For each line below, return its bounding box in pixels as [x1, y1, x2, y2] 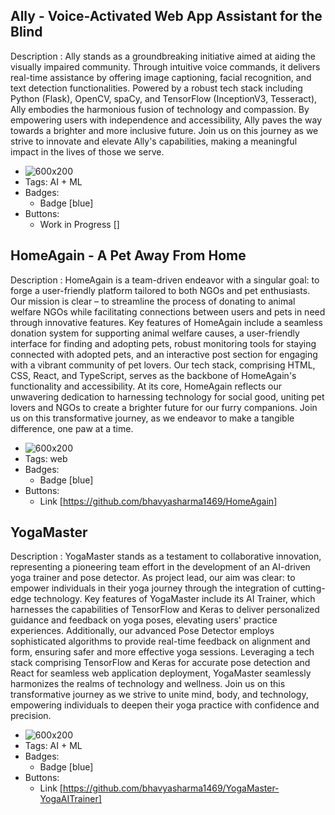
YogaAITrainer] [39, 793, 102, 805]
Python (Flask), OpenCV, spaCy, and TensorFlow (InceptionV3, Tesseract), [10, 92, 318, 104]
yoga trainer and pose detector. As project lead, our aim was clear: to [10, 572, 296, 584]
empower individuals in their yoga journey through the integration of [10, 582, 291, 594]
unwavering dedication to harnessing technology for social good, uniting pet [10, 390, 325, 403]
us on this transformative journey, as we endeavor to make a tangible [10, 412, 295, 424]
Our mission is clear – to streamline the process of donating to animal [10, 295, 296, 307]
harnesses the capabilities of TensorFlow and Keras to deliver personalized [10, 604, 320, 616]
